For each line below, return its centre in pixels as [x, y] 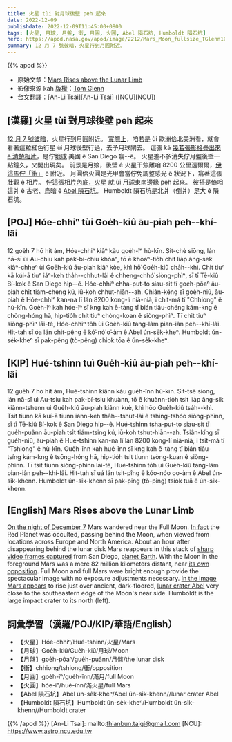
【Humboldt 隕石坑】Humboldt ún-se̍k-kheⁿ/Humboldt [95, 703]
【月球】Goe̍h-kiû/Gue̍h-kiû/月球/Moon [73, 651]
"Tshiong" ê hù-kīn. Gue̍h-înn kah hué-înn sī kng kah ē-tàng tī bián [102, 449]
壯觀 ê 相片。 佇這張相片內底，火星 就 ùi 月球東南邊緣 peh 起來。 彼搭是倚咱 [115, 182]
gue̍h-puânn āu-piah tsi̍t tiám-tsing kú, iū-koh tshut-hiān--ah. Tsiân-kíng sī [113, 432]
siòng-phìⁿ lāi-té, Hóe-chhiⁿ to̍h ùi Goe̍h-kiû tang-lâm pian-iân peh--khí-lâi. [114, 324]
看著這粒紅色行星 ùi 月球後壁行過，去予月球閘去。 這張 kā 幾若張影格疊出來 [114, 147]
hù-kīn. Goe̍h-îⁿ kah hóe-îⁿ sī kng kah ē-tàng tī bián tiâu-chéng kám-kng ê [112, 307]
